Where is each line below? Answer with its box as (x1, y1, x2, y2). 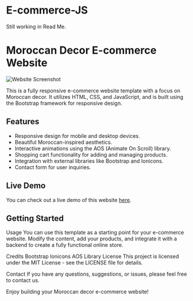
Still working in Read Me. (6, 23, 66, 30)
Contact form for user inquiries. (14, 163, 91, 171)
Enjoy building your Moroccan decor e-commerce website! (6, 288, 149, 295)
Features (6, 117, 39, 127)
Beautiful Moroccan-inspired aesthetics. (14, 138, 112, 145)
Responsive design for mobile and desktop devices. (14, 132, 140, 139)
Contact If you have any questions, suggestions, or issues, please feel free (6, 270, 187, 277)
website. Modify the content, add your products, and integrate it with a (6, 235, 177, 242)
